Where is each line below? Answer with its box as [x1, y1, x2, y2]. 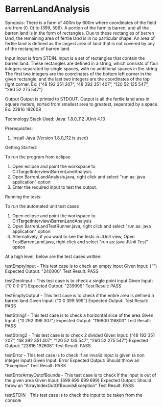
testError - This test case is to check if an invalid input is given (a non [5, 352, 145, 358]
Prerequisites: [5, 125, 33, 131]
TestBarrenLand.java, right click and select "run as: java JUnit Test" [12, 239, 148, 245]
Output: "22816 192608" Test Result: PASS [5, 342, 91, 349]
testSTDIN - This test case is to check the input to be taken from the [5, 392, 143, 398]
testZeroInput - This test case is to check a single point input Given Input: [5, 278, 153, 283]
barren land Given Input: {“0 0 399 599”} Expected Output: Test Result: [5, 298, 148, 304]
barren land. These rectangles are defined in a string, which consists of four [5, 60, 159, 66]
